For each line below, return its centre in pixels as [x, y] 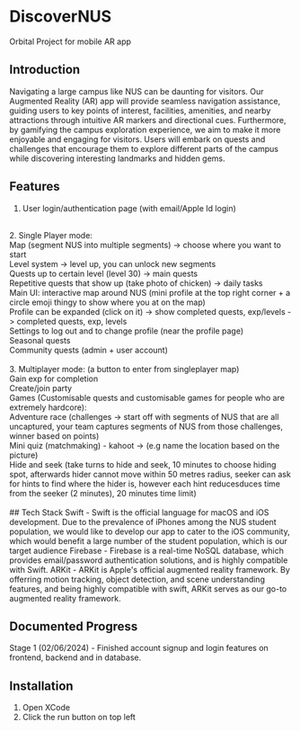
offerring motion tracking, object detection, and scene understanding [137, 579]
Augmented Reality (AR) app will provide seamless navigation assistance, [145, 101]
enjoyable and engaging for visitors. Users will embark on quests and [137, 139]
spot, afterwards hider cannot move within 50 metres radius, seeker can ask [150, 474]
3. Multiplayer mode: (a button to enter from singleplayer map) [124, 369]
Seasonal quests [40, 340]
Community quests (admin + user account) [89, 350]
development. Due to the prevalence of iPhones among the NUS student [143, 522]
